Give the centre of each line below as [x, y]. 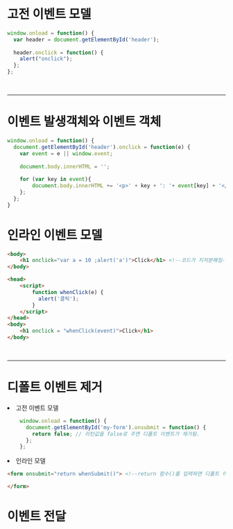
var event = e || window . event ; [66, 153]
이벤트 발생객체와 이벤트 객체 [84, 122]
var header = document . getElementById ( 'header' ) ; [86, 40]
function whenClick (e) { [68, 292]
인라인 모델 [31, 461]
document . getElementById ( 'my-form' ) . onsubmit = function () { [116, 427]
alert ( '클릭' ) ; [59, 299]
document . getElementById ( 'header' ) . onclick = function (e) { [102, 147]
